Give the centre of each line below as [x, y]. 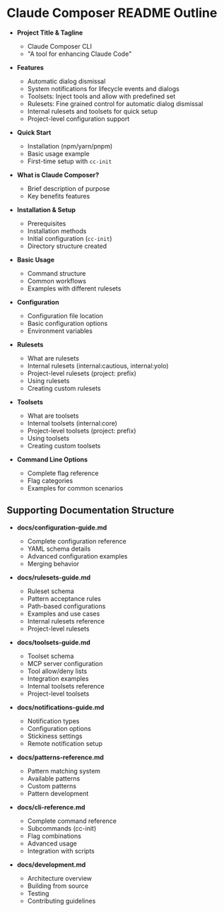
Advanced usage [52, 843]
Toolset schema [51, 656]
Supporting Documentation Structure [90, 510]
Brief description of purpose [69, 188]
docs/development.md [51, 865]
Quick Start [34, 132]
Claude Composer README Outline [112, 13]
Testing [38, 893]
